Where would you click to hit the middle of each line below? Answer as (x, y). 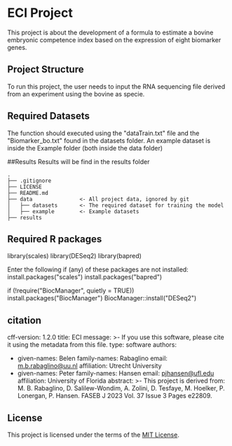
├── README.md (28, 193)
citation (25, 320)
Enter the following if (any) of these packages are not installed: (98, 269)
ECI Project (40, 13)
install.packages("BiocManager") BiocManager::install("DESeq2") (102, 298)
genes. (17, 47)
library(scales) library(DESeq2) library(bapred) (75, 256)
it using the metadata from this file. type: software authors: (92, 345)
